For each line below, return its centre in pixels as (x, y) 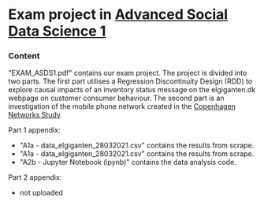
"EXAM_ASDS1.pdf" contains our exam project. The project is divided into (128, 73)
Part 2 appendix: (35, 177)
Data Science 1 (57, 31)
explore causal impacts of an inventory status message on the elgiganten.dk (132, 90)
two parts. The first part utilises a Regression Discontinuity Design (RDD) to (130, 81)
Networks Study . (35, 115)
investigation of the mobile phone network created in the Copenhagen (122, 106)
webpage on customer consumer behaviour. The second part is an (116, 98)
